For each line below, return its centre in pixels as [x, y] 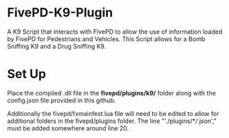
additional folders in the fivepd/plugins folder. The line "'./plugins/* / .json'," [112, 121]
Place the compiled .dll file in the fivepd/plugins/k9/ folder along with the [112, 93]
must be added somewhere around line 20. [68, 128]
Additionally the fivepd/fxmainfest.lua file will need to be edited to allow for [113, 113]
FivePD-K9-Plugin [60, 13]
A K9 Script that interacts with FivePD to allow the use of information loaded [115, 32]
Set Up [27, 74]
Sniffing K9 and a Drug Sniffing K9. [57, 46]
